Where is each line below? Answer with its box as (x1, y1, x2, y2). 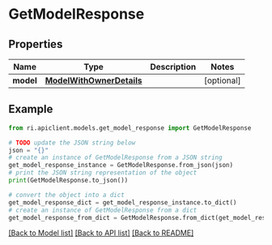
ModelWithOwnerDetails (45, 75, 142, 86)
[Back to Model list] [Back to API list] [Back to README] (8, 228, 194, 238)
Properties (8, 37, 63, 51)
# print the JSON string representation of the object (8, 169, 198, 177)
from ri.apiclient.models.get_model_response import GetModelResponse (8, 123, 252, 132)
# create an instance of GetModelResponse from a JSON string (8, 153, 223, 162)
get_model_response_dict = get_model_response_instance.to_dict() (8, 198, 237, 207)
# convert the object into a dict (8, 191, 125, 199)
